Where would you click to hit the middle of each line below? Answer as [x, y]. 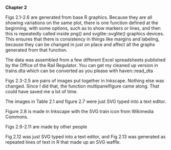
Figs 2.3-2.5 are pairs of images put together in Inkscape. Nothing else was [85, 81]
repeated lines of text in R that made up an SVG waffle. [63, 142]
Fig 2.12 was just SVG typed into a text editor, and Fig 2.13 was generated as [85, 137]
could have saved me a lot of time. [41, 91]
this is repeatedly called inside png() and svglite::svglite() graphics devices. [85, 34]
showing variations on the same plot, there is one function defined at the [82, 23]
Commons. [17, 117]
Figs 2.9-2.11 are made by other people [46, 127]
